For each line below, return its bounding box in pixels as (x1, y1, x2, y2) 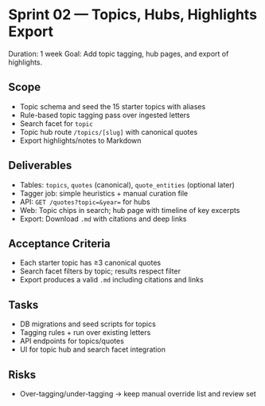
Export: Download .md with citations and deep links (19, 214, 187, 223)
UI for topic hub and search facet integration (19, 345, 166, 354)
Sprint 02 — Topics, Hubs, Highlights (8, 6, 257, 24)
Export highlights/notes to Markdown (19, 136, 142, 145)
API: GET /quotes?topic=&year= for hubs (19, 197, 150, 207)
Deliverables (8, 159, 72, 172)
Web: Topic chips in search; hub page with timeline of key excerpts (19, 205, 240, 215)
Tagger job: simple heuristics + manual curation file (19, 188, 189, 198)
